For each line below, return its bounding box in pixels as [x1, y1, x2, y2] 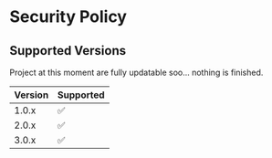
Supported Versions [9, 43, 126, 58]
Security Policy [9, 6, 128, 27]
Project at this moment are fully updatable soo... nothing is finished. [9, 67, 264, 78]
